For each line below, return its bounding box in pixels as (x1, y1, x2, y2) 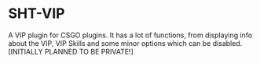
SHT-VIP (8, 5, 65, 23)
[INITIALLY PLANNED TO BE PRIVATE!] (8, 47, 134, 56)
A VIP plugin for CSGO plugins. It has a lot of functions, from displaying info (8, 30, 253, 40)
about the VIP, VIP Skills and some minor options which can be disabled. (8, 38, 243, 47)
